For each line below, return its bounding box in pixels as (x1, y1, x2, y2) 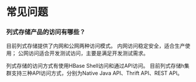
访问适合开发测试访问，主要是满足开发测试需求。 (28, 50, 149, 57)
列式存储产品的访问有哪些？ (6, 28, 86, 36)
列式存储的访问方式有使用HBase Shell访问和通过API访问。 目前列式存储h (6, 63, 185, 70)
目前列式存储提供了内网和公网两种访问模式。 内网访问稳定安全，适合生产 (6, 42, 185, 50)
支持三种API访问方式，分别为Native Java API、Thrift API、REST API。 (11, 70, 183, 77)
